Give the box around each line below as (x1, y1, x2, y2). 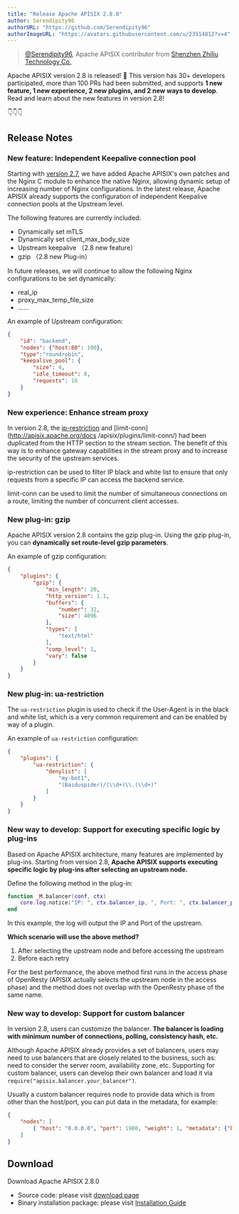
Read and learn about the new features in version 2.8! (7, 94, 165, 103)
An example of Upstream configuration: (7, 317, 123, 325)
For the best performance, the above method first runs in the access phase (7, 968, 228, 976)
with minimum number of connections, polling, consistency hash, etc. (7, 1032, 218, 1041)
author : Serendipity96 (7, 17, 75, 24)
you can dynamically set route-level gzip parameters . (7, 538, 169, 547)
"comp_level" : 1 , (45, 645, 97, 653)
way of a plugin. (7, 720, 55, 729)
